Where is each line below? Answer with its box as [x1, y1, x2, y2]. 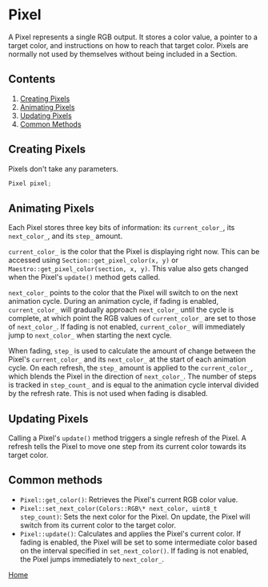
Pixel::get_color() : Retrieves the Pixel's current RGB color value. [19, 495, 238, 504]
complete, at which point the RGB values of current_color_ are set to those [8, 314, 256, 323]
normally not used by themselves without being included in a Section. [8, 49, 238, 59]
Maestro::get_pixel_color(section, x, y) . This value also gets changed [8, 264, 249, 273]
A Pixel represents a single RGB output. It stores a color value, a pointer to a [8, 32, 258, 42]
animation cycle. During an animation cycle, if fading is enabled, [8, 297, 219, 306]
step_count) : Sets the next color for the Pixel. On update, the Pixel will [19, 512, 250, 521]
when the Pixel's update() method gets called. [8, 273, 161, 282]
